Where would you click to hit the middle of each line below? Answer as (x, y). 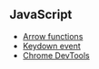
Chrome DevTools (56, 55)
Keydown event (52, 46)
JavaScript (41, 15)
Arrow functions (53, 36)
